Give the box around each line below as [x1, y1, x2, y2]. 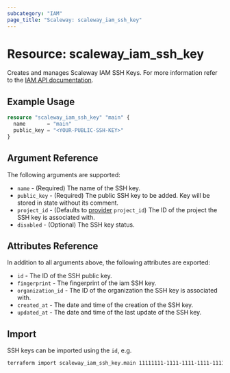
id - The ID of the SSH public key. [16, 272, 113, 280]
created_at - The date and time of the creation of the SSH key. [16, 301, 194, 309]
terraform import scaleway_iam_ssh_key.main [7, 360, 136, 367]
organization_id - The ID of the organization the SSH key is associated [16, 286, 218, 295]
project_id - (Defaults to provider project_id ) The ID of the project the [16, 205, 218, 214]
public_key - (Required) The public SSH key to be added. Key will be [16, 191, 210, 199]
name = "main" [13, 121, 72, 128]
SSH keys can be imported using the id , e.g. [7, 346, 132, 354]
